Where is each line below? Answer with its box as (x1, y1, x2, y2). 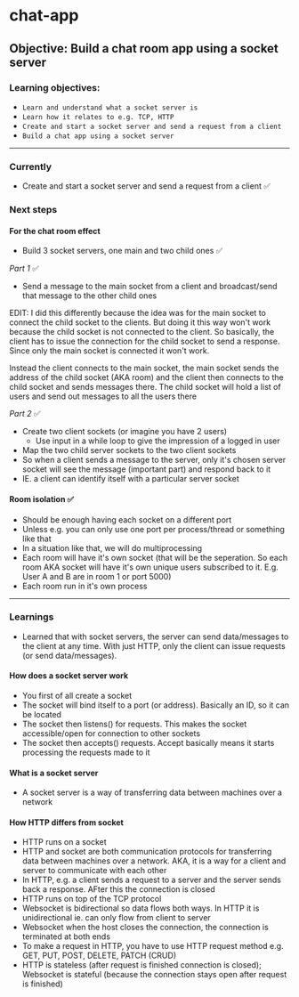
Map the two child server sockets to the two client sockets (21, 445, 237, 456)
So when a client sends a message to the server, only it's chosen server (21, 455, 287, 466)
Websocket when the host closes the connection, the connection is (21, 922, 269, 933)
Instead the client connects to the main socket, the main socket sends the (9, 362, 279, 374)
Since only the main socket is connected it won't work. (9, 345, 210, 356)
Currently (9, 160, 52, 173)
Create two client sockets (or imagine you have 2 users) (21, 426, 228, 437)
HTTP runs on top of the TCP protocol (21, 894, 162, 904)
